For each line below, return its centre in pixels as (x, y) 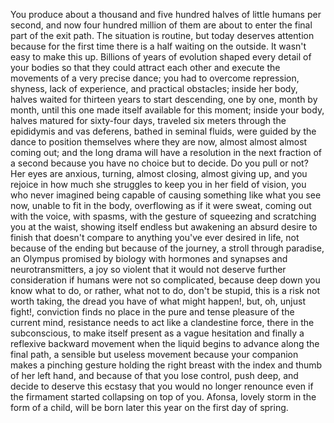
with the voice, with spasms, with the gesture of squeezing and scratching (163, 216)
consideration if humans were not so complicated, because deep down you (165, 280)
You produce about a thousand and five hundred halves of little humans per (166, 14)
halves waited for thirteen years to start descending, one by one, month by (164, 99)
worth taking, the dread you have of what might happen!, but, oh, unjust (158, 301)
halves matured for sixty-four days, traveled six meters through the (148, 120)
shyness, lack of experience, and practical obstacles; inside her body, (154, 88)
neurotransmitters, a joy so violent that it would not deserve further (148, 269)
